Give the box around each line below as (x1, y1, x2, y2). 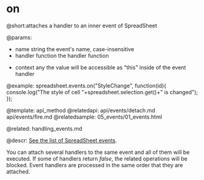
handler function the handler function (15, 52, 109, 59)
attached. (6, 168, 30, 175)
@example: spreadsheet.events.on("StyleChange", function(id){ (6, 81, 167, 89)
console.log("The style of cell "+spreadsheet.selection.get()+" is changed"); (6, 88, 198, 95)
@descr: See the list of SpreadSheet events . (6, 136, 118, 144)
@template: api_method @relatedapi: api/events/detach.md (6, 106, 155, 114)
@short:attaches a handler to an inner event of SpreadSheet (6, 22, 157, 29)
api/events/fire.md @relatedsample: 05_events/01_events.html (6, 113, 163, 120)
